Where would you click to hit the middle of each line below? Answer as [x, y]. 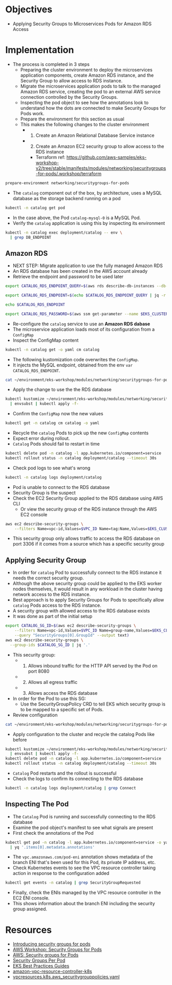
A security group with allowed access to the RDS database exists [81, 611]
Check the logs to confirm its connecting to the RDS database [78, 779]
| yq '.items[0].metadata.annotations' [52, 847]
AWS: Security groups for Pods [46, 955]
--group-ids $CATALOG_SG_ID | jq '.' [50, 645]
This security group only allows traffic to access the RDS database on [86, 538]
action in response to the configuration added [61, 873]
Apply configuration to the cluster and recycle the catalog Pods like [84, 734]
